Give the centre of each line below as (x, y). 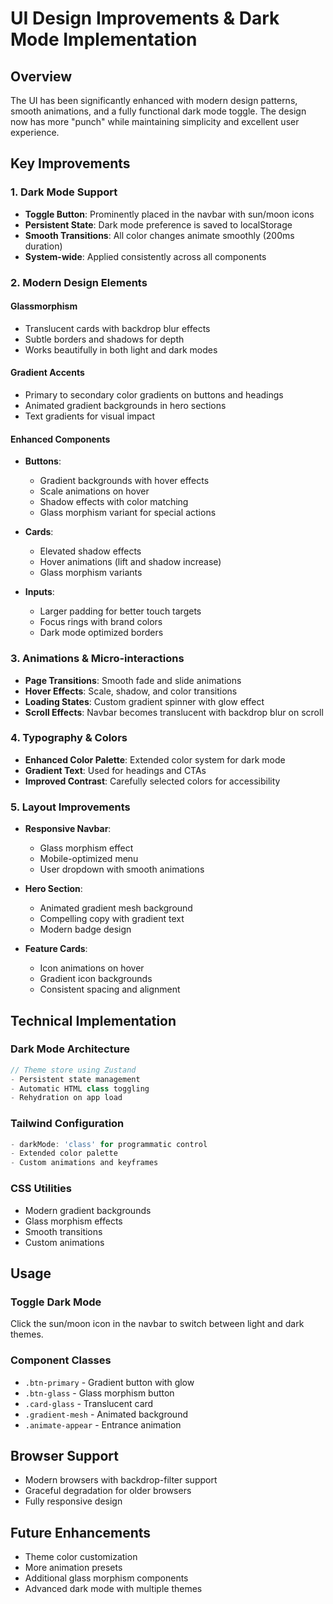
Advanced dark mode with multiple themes (113, 1589)
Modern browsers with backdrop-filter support (121, 1480)
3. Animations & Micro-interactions (97, 659)
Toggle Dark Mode (56, 1302)
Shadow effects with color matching (114, 502)
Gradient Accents (47, 373)
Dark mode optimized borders (101, 633)
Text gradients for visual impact (90, 416)
